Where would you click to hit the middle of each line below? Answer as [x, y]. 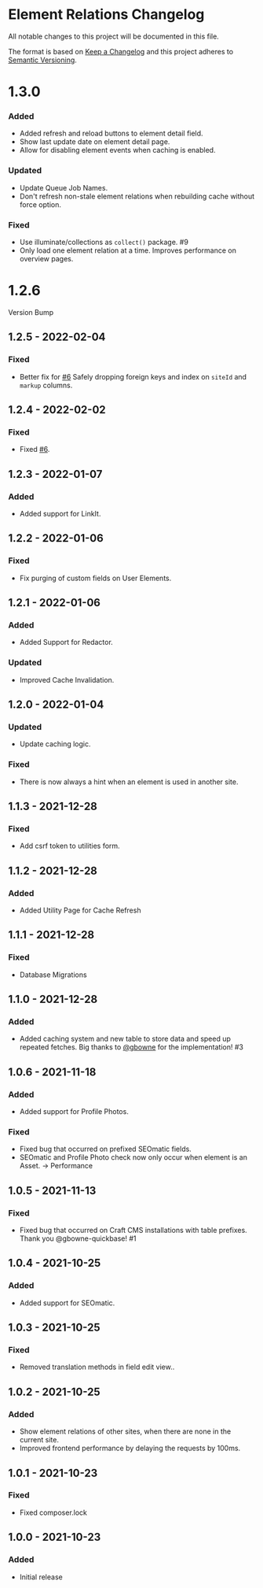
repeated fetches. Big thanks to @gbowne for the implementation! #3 [131, 1047]
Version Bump [31, 312]
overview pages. [46, 259]
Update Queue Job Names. [64, 187]
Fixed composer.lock [53, 1512]
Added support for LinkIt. [60, 514]
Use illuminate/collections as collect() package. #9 [104, 242]
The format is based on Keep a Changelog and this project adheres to [121, 51]
